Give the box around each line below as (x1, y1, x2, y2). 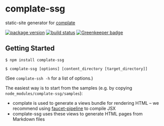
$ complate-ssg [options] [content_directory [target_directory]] (5, 66, 148, 71)
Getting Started (5, 44, 55, 53)
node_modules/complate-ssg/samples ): (5, 90, 83, 96)
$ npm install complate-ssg (5, 57, 65, 62)
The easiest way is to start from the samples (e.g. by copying (5, 85, 133, 91)
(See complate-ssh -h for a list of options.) (5, 75, 93, 81)
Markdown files (12, 116, 45, 122)
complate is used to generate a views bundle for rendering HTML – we (12, 100, 159, 106)
